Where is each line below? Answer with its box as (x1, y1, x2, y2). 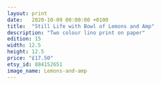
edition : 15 (7, 36, 41, 42)
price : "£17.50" (7, 55, 53, 62)
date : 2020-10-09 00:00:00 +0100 (7, 16, 109, 23)
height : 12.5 (7, 49, 45, 56)
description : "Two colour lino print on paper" (7, 29, 146, 36)
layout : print (7, 10, 48, 17)
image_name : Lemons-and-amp (7, 67, 88, 74)
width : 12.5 (7, 42, 41, 49)
